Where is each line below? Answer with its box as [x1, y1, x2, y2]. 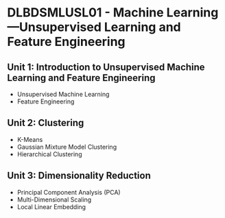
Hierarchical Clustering [16, 149, 82, 158]
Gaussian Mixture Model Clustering [16, 143, 117, 151]
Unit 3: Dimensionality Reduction [7, 170, 151, 182]
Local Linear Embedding [16, 202, 86, 210]
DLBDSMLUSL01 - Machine [7, 5, 164, 21]
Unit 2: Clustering [7, 117, 84, 129]
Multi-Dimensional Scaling [16, 195, 92, 204]
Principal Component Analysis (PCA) [16, 188, 121, 196]
